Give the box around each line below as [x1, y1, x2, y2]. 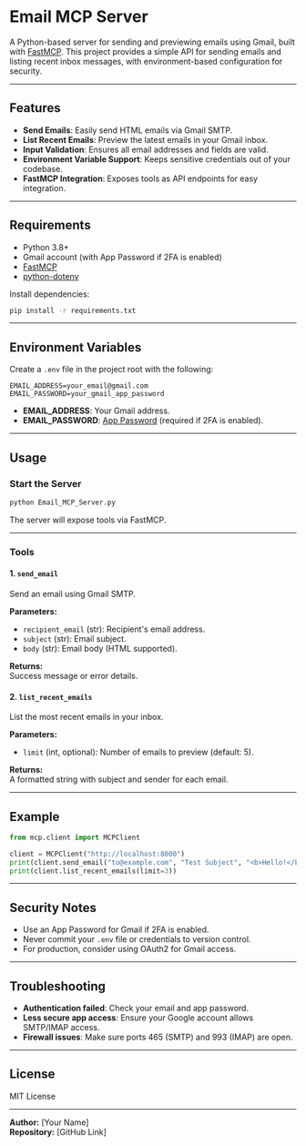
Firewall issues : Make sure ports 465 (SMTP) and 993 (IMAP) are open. [22, 1031, 293, 1043]
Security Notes [9, 899, 97, 916]
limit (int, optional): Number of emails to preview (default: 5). [22, 746, 254, 757]
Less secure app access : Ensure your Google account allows [22, 1012, 254, 1023]
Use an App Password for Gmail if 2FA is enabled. [22, 924, 209, 935]
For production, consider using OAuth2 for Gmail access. [22, 944, 237, 955]
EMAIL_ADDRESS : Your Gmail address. [22, 405, 170, 416]
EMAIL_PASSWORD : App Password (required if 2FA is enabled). [22, 415, 264, 426]
